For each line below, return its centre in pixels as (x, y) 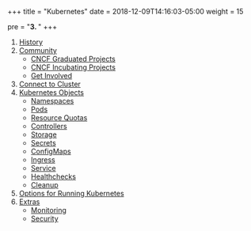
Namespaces (52, 101)
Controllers (49, 126)
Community (38, 50)
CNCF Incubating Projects (73, 67)
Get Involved (51, 76)
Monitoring (48, 210)
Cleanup (44, 185)
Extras (29, 202)
